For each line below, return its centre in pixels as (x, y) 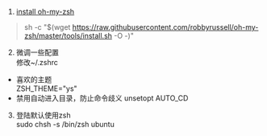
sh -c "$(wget (47, 27)
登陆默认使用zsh (43, 115)
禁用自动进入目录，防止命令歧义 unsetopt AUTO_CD (102, 98)
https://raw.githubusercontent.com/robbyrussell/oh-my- (165, 27)
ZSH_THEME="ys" (47, 89)
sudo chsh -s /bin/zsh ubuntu (65, 124)
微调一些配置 (37, 52)
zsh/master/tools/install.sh (68, 36)
